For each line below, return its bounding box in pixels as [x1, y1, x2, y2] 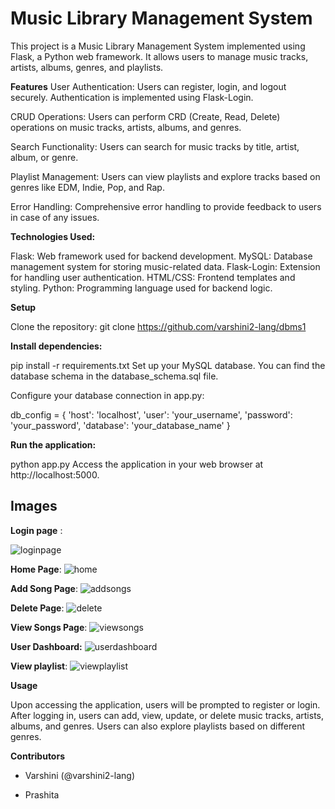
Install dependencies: [10, 340, 103, 352]
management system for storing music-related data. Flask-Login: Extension [10, 260, 321, 272]
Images [10, 498, 58, 515]
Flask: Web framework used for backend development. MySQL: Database [10, 250, 313, 262]
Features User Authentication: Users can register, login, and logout [10, 80, 287, 92]
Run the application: [10, 438, 97, 451]
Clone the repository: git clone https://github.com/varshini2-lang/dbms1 [10, 320, 307, 332]
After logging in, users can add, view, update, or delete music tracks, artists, [10, 709, 325, 721]
